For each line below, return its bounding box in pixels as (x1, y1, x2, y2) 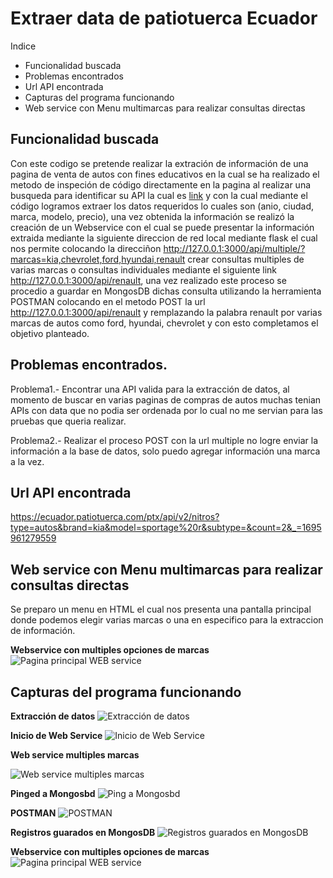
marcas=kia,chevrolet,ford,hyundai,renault (10, 253, 186, 265)
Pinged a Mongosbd (10, 788, 96, 799)
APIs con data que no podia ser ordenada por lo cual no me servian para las (10, 404, 323, 416)
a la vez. (10, 455, 45, 467)
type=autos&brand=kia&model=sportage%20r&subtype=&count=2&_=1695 (10, 522, 322, 534)
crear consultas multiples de (187, 253, 305, 265)
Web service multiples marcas (10, 749, 140, 761)
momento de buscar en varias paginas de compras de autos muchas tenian (10, 393, 322, 406)
